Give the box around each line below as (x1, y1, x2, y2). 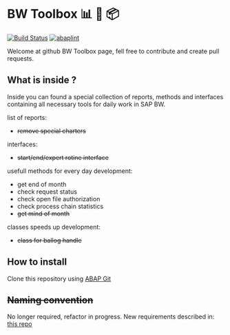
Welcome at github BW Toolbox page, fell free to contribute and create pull (7, 47, 220, 55)
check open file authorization (17, 194, 101, 203)
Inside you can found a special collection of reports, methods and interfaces (7, 92, 224, 101)
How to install (7, 256, 67, 268)
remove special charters (17, 126, 86, 135)
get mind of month (17, 209, 70, 218)
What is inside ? (7, 74, 77, 86)
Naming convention (7, 294, 94, 306)
